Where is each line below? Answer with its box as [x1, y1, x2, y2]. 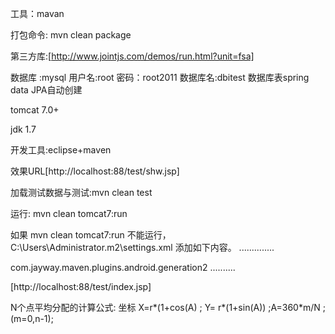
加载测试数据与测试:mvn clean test [10, 187, 153, 198]
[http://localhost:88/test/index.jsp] [10, 281, 152, 292]
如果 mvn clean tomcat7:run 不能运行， [10, 229, 172, 241]
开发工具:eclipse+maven [10, 144, 112, 156]
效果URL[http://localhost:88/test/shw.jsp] [10, 165, 180, 177]
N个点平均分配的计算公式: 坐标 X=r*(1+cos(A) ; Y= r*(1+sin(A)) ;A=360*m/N [10, 302, 321, 313]
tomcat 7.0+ [10, 104, 60, 116]
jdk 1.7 [10, 123, 37, 135]
